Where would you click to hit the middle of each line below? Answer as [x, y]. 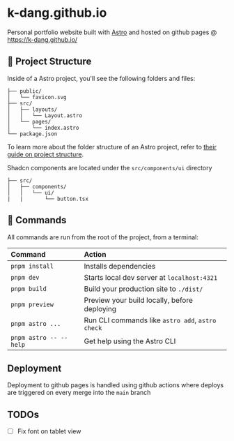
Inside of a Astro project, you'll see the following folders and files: [101, 78]
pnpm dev [25, 277]
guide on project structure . [46, 154]
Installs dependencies [120, 266]
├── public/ [24, 91]
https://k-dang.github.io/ [42, 39]
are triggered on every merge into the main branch [79, 393]
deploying [100, 308]
